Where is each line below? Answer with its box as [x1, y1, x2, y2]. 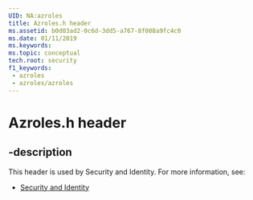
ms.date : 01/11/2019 [8, 34, 78, 43]
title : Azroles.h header [8, 19, 92, 27]
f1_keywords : [8, 64, 52, 72]
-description [8, 145, 72, 159]
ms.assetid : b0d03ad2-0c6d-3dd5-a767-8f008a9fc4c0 [8, 27, 182, 35]
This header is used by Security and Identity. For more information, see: [8, 166, 246, 177]
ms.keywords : [8, 42, 52, 50]
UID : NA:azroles [8, 11, 63, 20]
